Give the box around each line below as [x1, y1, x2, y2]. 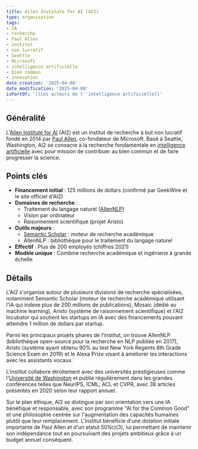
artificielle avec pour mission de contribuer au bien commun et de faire [6, 147, 179, 154]
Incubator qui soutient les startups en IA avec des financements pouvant [6, 314, 183, 321]
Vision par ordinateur [23, 212, 75, 219]
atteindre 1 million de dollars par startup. [6, 320, 104, 327]
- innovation [6, 75, 38, 80]
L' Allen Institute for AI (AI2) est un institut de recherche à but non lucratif [6, 128, 182, 136]
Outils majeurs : [14, 224, 55, 231]
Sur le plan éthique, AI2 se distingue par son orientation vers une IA [6, 399, 171, 406]
